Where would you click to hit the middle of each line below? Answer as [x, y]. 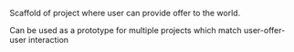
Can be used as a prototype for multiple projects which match [126, 30]
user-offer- [264, 30]
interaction [49, 40]
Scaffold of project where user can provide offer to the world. [125, 13]
